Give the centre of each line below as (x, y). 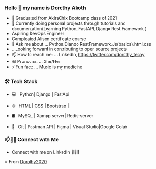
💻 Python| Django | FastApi (40, 94)
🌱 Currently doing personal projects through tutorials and (69, 23)
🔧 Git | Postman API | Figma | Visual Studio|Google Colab (70, 127)
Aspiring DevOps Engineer (38, 34)
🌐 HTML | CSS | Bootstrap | (40, 106)
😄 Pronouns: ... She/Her (36, 61)
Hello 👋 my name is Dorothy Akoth (45, 8)
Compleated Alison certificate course (49, 39)
